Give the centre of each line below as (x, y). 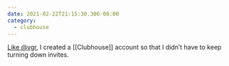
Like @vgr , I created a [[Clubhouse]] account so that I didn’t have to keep (114, 48)
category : (22, 21)
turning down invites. (38, 55)
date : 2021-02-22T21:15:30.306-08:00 (63, 14)
